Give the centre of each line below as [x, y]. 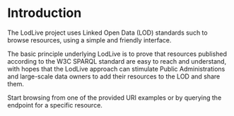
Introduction [45, 13]
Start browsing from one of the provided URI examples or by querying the [115, 98]
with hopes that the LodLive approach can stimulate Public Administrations [116, 69]
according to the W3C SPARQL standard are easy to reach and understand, [117, 61]
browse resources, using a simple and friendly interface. [89, 40]
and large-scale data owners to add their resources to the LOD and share [114, 76]
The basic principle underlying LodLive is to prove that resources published [117, 54]
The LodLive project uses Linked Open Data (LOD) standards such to [107, 33]
